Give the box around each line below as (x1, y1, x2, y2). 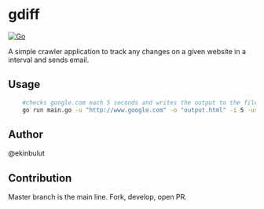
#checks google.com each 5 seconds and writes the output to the (22, 98, 241, 107)
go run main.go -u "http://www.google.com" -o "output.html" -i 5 (22, 106, 244, 114)
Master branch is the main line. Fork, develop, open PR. (8, 192, 187, 202)
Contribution (8, 171, 72, 185)
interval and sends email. (8, 55, 90, 64)
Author (8, 127, 43, 141)
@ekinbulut (8, 148, 46, 158)
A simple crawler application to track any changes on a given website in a (8, 46, 246, 56)
